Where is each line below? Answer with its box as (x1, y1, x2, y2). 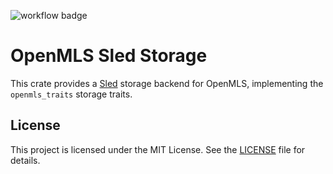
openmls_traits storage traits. (10, 88, 133, 100)
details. (10, 154, 41, 166)
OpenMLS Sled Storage (10, 45, 208, 67)
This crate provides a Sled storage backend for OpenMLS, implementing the (10, 77, 324, 89)
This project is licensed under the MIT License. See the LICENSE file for (10, 143, 306, 155)
